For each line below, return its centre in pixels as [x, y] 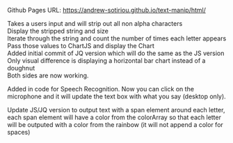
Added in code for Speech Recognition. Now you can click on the [101, 89]
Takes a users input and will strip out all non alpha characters [95, 23]
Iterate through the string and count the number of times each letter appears [117, 38]
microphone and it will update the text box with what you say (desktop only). [116, 96]
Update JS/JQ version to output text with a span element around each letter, [116, 110]
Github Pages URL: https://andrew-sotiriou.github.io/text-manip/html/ [107, 10]
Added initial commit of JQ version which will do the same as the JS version [116, 53]
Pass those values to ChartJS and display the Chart [81, 46]
